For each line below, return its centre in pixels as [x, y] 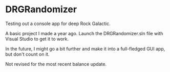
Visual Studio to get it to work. [37, 39]
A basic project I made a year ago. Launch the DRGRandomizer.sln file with [84, 33]
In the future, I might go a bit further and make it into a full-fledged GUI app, [85, 49]
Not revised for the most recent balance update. [56, 64]
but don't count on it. [27, 54]
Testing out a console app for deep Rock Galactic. [58, 23]
